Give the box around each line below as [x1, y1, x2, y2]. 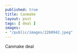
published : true [5, 7, 38, 12]
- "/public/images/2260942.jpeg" [5, 30, 73, 35]
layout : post [5, 16, 32, 21]
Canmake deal [5, 44, 34, 49]
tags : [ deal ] [5, 21, 36, 26]
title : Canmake [5, 12, 36, 17]
